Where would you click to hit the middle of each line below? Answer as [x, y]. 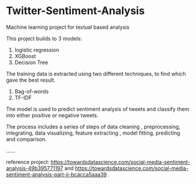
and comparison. [26, 139]
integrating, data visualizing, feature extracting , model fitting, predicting [93, 133]
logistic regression [37, 50]
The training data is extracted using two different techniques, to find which [96, 73]
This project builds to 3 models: [44, 38]
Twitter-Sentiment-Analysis [75, 11]
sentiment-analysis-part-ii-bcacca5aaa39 [56, 174]
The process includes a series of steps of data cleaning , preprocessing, [93, 126]
